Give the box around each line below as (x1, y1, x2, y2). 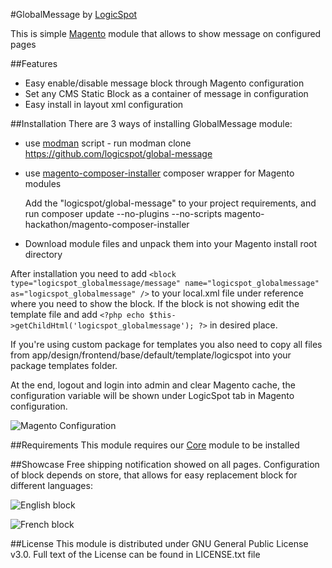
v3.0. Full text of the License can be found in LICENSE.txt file (10, 549, 261, 560)
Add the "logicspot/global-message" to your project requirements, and (24, 197, 317, 209)
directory (24, 249, 63, 260)
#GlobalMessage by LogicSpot (10, 9, 138, 20)
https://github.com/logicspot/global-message (24, 148, 213, 159)
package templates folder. (10, 360, 118, 371)
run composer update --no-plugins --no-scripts (24, 208, 223, 219)
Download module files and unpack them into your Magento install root (24, 238, 318, 249)
